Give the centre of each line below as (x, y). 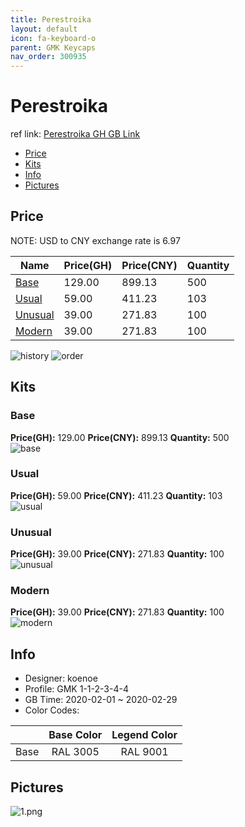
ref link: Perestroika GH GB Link (75, 134)
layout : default (44, 29)
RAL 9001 (144, 752)
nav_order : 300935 (48, 57)
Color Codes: (52, 710)
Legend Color (144, 735)
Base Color (75, 735)
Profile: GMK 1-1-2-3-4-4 (76, 689)
